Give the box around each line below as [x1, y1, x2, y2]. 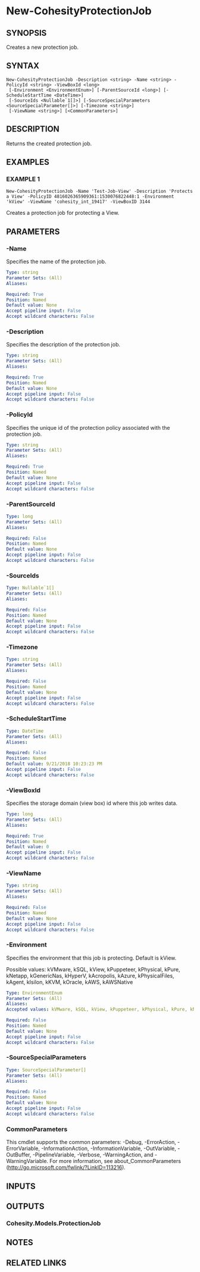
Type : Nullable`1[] [6, 585, 55, 591]
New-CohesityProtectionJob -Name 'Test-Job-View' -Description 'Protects [6, 189, 193, 195]
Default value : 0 [6, 844, 49, 850]
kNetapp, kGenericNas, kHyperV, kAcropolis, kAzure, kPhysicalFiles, [6, 972, 174, 979]
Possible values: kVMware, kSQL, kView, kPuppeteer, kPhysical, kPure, [6, 965, 180, 973]
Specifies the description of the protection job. [6, 341, 121, 348]
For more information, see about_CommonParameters [49, 1158, 182, 1165]
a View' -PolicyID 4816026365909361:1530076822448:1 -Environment [6, 193, 174, 200]
